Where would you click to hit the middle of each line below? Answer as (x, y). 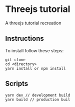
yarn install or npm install (35, 68)
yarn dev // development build (38, 95)
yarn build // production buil (38, 100)
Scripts (17, 84)
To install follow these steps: (34, 50)
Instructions (24, 39)
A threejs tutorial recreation (33, 23)
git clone (15, 60)
